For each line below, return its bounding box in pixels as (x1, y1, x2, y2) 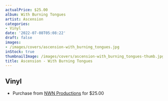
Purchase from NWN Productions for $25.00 (12, 90, 104, 96)
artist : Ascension (5, 16, 43, 21)
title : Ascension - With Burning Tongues (5, 58, 93, 63)
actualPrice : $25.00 (5, 7, 48, 12)
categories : (5, 21, 30, 26)
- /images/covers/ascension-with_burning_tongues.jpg (5, 44, 120, 49)
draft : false (5, 35, 32, 40)
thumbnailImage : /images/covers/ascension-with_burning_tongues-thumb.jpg (5, 53, 164, 59)
